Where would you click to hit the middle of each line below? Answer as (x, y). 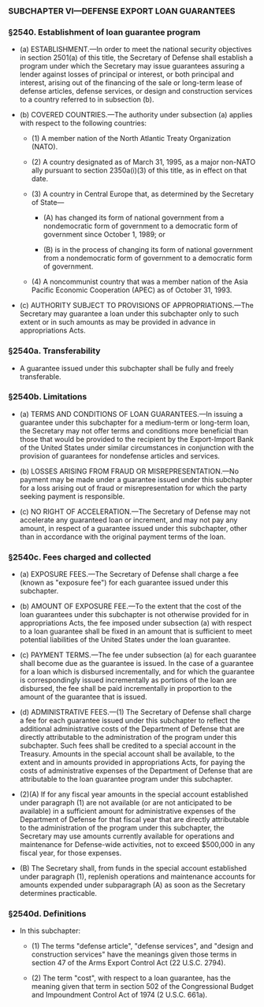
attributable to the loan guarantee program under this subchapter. (126, 779)
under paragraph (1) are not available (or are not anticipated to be (126, 803)
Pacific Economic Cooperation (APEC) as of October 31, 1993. (132, 290)
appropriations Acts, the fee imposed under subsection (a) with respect (136, 623)
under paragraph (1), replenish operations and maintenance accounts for (138, 877)
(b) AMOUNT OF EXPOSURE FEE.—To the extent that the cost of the (130, 606)
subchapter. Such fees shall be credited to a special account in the (128, 745)
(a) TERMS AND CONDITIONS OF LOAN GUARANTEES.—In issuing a (131, 414)
